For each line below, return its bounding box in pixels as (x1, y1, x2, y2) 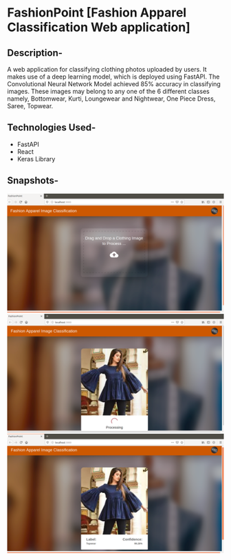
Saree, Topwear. (7, 102, 54, 110)
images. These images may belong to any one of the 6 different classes (7, 88, 210, 95)
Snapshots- (7, 174, 59, 187)
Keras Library (16, 154, 56, 163)
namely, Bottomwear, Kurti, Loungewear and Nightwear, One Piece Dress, (7, 94, 216, 103)
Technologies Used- (7, 122, 96, 134)
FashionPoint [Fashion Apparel (7, 5, 187, 21)
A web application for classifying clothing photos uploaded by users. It (7, 66, 208, 73)
